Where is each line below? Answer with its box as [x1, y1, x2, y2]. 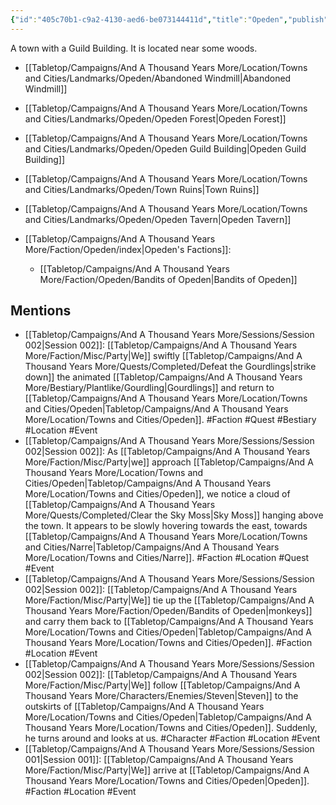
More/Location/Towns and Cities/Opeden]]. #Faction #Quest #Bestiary [24, 414, 317, 426]
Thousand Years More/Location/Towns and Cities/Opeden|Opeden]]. [24, 775, 310, 787]
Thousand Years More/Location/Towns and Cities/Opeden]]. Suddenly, [24, 722, 318, 734]
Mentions [10, 302, 72, 320]
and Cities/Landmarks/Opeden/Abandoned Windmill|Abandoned [24, 72, 292, 84]
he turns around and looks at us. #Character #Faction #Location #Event [24, 732, 321, 745]
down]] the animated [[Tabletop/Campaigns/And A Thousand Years [24, 371, 303, 383]
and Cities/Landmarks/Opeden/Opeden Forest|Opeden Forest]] [24, 112, 287, 125]
